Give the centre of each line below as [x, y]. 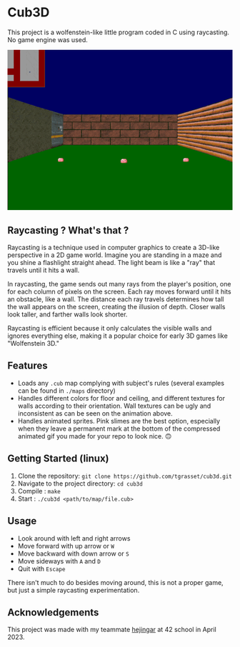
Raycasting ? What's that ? [68, 230]
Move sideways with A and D [59, 561]
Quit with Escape [41, 568]
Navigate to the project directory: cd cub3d [80, 483]
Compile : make [39, 491]
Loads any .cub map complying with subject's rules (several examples [121, 383]
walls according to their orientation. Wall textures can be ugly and [114, 406]
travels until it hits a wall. [44, 270]
